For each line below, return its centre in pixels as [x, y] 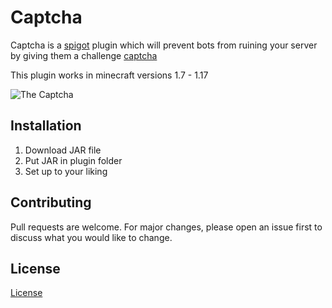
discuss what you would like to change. [91, 237]
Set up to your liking [66, 171]
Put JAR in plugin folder [73, 160]
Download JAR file [63, 150]
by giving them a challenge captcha [84, 55]
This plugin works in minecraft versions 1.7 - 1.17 [109, 75]
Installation [46, 126]
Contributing [51, 202]
